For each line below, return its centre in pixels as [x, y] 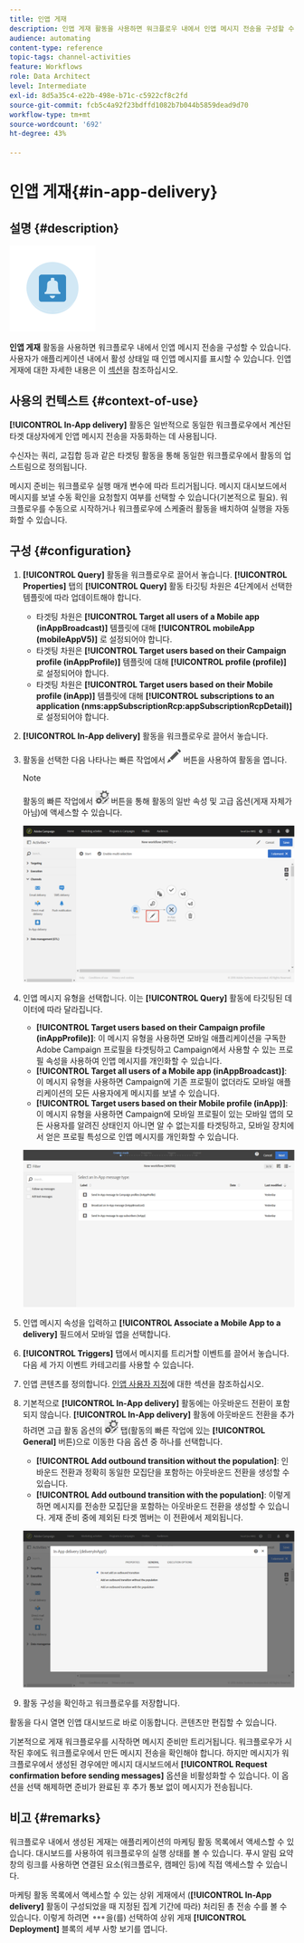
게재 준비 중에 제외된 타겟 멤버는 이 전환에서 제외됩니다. [146, 1517]
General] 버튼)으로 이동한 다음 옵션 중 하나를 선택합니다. [123, 1441]
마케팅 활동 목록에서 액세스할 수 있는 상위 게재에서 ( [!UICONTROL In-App [141, 1895]
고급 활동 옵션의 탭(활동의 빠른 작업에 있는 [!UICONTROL [156, 1430]
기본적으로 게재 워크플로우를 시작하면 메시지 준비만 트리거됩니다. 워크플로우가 [146, 1741]
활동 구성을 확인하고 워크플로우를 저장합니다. [101, 1703]
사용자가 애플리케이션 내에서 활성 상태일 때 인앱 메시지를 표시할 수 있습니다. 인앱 [151, 359]
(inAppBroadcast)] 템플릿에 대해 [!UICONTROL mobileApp [145, 627]
